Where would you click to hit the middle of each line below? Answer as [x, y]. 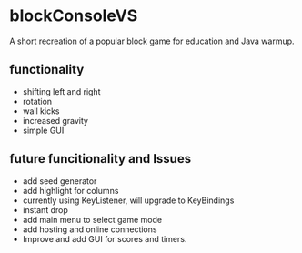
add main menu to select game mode [92, 219]
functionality [47, 70]
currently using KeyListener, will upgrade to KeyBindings [128, 200]
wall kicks [41, 111]
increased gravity [55, 120]
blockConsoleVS [74, 16]
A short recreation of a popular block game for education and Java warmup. [152, 41]
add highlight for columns [70, 190]
